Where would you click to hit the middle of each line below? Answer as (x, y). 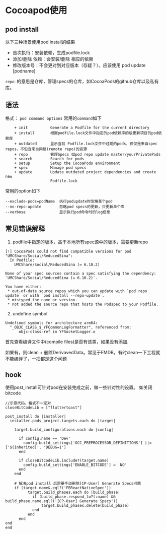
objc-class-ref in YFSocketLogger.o (57, 331)
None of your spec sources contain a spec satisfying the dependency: (81, 273)
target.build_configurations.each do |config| (64, 430)
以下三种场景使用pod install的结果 (40, 42)
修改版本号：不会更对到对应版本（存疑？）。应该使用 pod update (79, 65)
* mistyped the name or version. (43, 300)
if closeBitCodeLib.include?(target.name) (64, 461)
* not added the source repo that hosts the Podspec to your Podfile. (83, 304)
